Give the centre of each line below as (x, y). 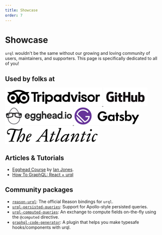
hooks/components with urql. (41, 227)
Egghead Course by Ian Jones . (43, 170)
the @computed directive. (36, 217)
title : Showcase (21, 10)
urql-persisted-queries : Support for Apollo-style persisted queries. (80, 206)
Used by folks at (30, 79)
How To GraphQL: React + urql (43, 175)
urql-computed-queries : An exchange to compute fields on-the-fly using (84, 212)
